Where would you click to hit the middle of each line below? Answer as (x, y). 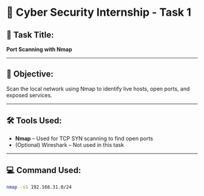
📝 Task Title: (30, 35)
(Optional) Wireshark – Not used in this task (70, 144)
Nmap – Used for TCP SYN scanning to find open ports (84, 138)
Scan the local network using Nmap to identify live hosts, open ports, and (98, 89)
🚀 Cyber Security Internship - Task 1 (99, 12)
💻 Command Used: (44, 170)
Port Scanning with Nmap (39, 49)
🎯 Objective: (30, 74)
